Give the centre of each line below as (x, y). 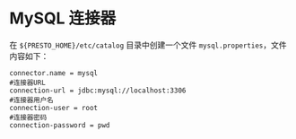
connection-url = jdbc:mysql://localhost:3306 (98, 91)
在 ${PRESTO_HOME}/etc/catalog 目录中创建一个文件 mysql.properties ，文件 (148, 45)
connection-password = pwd (60, 125)
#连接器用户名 (31, 100)
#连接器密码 (28, 117)
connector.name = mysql (54, 73)
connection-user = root (54, 108)
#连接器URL (28, 83)
